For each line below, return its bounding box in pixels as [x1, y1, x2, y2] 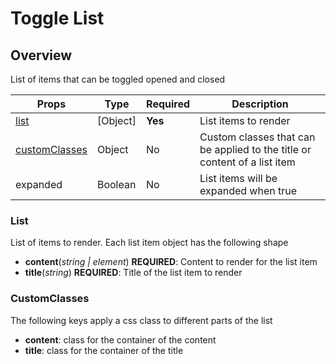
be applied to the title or [199, 143, 312, 156]
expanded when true [199, 184, 298, 197]
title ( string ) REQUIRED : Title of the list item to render [24, 267, 243, 279]
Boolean [96, 178, 137, 191]
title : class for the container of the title [24, 344, 184, 356]
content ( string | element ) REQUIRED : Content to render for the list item [24, 256, 318, 268]
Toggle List [10, 7, 105, 30]
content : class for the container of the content [24, 333, 217, 346]
